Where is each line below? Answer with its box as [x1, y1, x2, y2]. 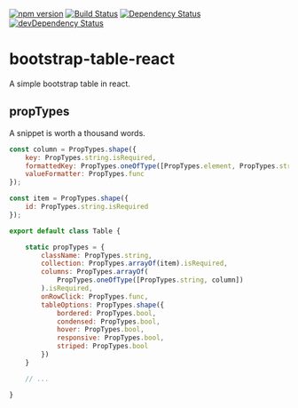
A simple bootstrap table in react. [9, 78, 131, 89]
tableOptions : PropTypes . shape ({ [41, 300, 165, 309]
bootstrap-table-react [9, 49, 176, 69]
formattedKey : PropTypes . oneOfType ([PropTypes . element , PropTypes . [25, 161, 279, 171]
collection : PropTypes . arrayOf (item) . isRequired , [41, 259, 228, 268]
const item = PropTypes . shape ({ [9, 194, 129, 204]
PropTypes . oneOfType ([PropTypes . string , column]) [56, 276, 244, 284]
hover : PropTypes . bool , [56, 325, 145, 334]
